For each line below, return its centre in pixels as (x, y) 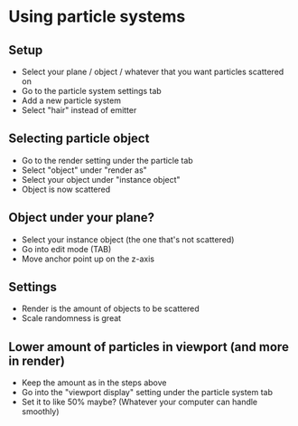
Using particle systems (97, 17)
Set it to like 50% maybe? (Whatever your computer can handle (140, 402)
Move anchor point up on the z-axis (88, 259)
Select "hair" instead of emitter (79, 110)
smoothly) (40, 412)
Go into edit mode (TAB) (66, 249)
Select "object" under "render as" (84, 170)
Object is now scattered (66, 189)
